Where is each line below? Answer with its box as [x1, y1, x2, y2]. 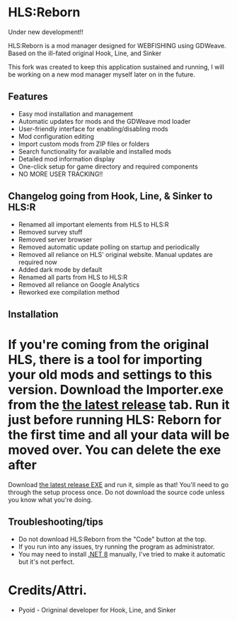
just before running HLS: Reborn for [8, 412, 222, 428]
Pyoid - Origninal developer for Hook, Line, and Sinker [18, 605, 176, 614]
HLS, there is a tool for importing [8, 352, 202, 368]
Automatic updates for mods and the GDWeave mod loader [18, 117, 191, 125]
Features [8, 91, 48, 103]
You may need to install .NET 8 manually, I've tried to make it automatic [18, 549, 226, 558]
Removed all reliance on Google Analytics [18, 280, 140, 289]
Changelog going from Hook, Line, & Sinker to [8, 190, 213, 203]
